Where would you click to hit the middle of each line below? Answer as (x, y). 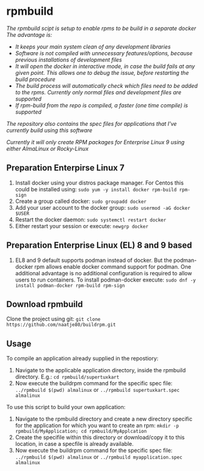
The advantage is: (29, 34)
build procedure (35, 79)
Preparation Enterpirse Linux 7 (65, 168)
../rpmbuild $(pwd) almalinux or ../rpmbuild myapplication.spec (99, 457)
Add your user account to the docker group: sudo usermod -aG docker (103, 207)
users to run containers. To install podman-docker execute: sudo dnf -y (105, 280)
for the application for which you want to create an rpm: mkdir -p (97, 426)
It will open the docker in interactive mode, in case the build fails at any (105, 66)
